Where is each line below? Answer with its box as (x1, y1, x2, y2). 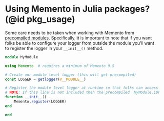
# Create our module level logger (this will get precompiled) (5, 72, 137, 77)
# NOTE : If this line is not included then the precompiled (5, 90, 130, 95)
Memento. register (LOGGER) (14, 99, 67, 104)
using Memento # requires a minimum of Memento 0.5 (5, 63, 115, 69)
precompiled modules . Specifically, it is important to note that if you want (5, 35, 152, 41)
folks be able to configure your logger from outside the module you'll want (5, 40, 155, 46)
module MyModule (5, 54, 38, 59)
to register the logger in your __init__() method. (5, 45, 103, 51)
